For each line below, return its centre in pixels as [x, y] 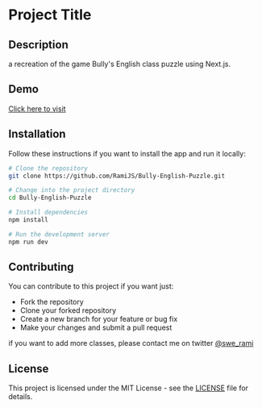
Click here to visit [37, 108]
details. [21, 397]
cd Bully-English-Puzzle [50, 198]
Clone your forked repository [68, 310]
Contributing [41, 267]
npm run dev [28, 242]
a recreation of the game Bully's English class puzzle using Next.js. [120, 64]
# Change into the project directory [72, 190]
